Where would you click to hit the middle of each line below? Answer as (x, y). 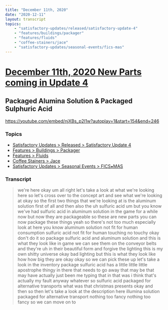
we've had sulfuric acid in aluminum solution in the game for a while (88, 212)
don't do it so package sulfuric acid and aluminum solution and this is (89, 238)
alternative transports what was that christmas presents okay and (85, 286)
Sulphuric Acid (29, 109)
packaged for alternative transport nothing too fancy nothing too (84, 297)
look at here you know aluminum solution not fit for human (77, 227)
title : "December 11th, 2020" (37, 10)
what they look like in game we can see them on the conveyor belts (87, 243)
